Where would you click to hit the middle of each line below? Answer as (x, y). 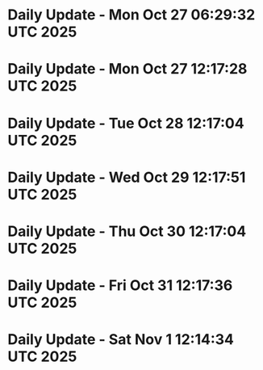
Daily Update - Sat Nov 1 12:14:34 (121, 340)
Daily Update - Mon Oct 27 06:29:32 (131, 15)
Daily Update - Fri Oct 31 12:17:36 (120, 286)
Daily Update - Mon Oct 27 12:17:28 (127, 69)
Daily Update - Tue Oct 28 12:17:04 (126, 123)
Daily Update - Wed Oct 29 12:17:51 (127, 177)
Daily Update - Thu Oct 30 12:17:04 (127, 231)
